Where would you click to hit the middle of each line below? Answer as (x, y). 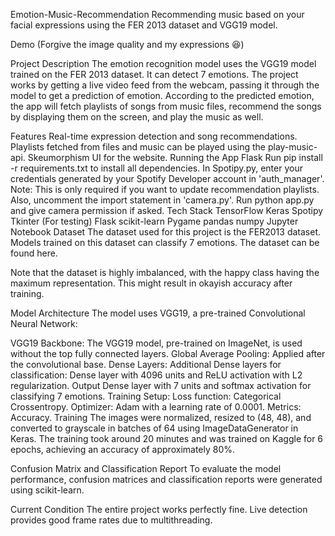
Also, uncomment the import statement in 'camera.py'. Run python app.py (162, 200)
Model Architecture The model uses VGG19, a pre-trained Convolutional (158, 313)
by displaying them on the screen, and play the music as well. (137, 117)
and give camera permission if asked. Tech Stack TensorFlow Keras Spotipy (167, 210)
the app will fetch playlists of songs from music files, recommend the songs (166, 106)
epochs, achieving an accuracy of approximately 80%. (123, 449)
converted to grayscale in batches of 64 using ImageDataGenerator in (154, 428)
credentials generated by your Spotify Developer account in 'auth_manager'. (167, 178)
